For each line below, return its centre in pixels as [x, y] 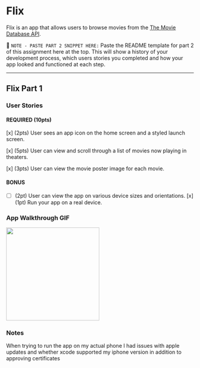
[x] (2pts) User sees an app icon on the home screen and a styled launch [96, 133]
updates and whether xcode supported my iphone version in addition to [94, 352]
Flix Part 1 [24, 88]
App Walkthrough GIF [38, 217]
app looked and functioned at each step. [56, 64]
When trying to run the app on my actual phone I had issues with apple [93, 346]
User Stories [25, 105]
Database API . [24, 33]
